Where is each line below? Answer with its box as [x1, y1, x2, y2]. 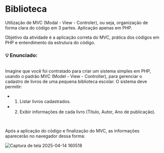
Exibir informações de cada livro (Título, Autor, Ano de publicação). [19, 109, 156, 115]
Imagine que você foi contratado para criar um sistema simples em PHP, [5, 68, 151, 74]
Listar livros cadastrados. [19, 99, 71, 104]
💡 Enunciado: [5, 51, 38, 58]
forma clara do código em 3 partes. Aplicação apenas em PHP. [5, 25, 133, 30]
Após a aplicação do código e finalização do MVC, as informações [5, 128, 140, 134]
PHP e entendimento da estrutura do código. [5, 39, 96, 45]
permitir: [5, 84, 23, 90]
